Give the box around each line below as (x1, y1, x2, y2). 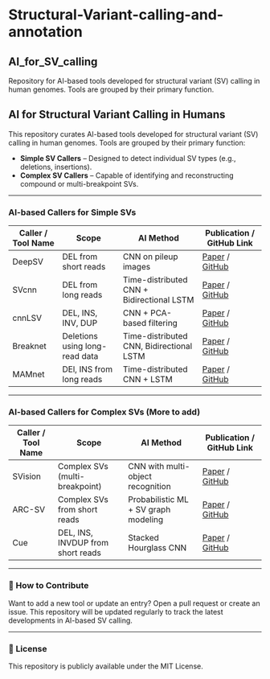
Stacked (128, 533, 159, 544)
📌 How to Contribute (8, 580, 89, 591)
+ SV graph (128, 504, 171, 516)
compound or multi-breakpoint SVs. (19, 179, 139, 188)
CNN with (128, 461, 165, 472)
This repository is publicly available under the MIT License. (8, 661, 203, 671)
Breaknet (12, 340, 47, 352)
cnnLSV (12, 312, 43, 323)
